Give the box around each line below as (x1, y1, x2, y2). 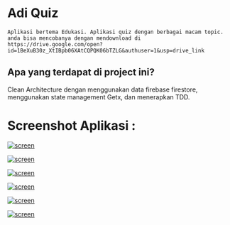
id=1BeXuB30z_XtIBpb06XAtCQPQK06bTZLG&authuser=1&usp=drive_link (7, 47, 204, 54)
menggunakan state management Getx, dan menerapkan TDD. (7, 92, 190, 101)
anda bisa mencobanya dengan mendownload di (7, 34, 141, 42)
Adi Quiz (7, 5, 59, 21)
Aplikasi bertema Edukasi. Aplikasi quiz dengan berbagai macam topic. (7, 28, 224, 35)
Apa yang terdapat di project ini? (7, 66, 155, 79)
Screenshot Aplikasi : (7, 117, 136, 133)
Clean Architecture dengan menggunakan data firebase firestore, (7, 85, 198, 94)
